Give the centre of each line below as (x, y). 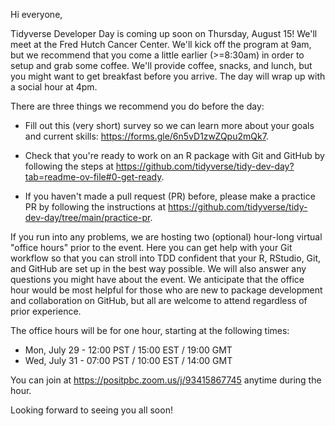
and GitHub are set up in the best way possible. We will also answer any (158, 268)
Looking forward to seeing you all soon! (91, 410)
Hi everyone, (36, 14)
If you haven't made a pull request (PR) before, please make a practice (170, 196)
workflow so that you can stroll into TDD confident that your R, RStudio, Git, (166, 258)
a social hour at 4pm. (54, 87)
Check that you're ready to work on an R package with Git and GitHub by (174, 155)
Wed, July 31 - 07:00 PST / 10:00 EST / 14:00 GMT (128, 360)
